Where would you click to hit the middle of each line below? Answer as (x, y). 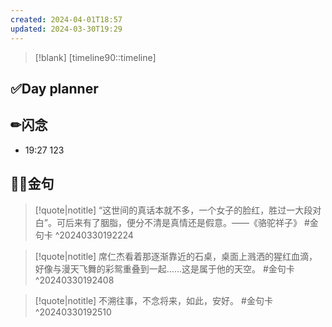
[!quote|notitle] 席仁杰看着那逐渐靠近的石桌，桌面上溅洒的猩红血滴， (176, 256)
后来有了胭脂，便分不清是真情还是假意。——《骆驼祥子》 (183, 222)
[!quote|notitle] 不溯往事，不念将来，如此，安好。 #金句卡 (153, 300)
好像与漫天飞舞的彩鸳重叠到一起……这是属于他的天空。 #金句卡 (164, 268)
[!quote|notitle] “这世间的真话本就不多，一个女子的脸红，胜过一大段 (173, 210)
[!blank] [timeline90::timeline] (95, 57)
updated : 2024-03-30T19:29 (66, 29)
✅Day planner (54, 88)
